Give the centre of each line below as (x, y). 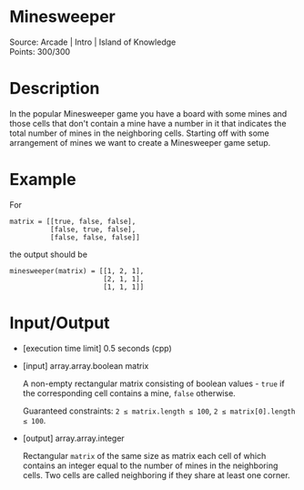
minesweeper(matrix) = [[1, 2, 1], (77, 271)
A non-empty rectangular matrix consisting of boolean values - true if (153, 383)
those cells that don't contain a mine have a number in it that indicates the (148, 123)
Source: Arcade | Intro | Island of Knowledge (93, 42)
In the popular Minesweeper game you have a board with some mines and (148, 113)
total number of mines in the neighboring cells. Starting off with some (140, 133)
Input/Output (60, 323)
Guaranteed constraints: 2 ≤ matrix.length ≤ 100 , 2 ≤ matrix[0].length (159, 411)
